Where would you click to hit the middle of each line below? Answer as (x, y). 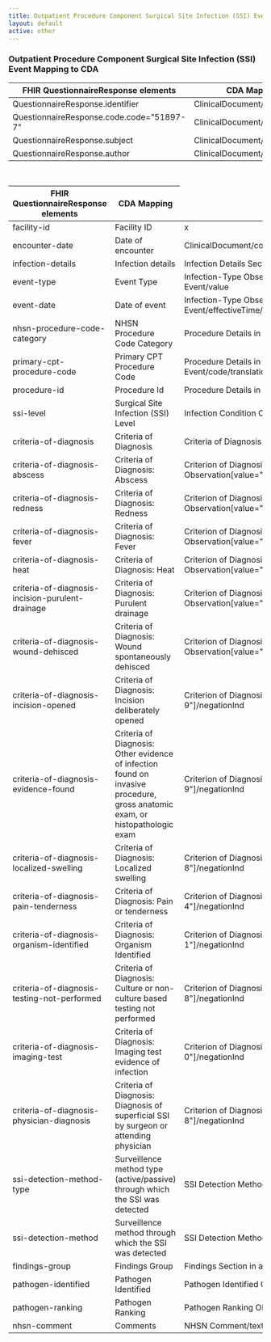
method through (145, 1232)
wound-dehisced (46, 652)
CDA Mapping (146, 203)
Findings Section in (220, 1266)
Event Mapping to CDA (54, 70)
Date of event (141, 305)
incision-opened (44, 705)
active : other (32, 31)
